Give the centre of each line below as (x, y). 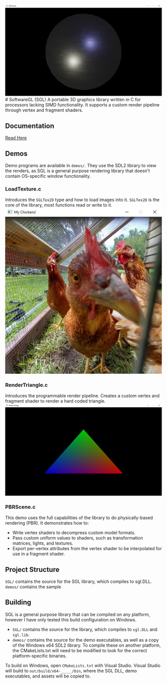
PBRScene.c (20, 507)
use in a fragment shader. (39, 554)
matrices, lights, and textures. (43, 543)
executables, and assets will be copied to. (48, 676)
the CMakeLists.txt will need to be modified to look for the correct (80, 650)
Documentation (30, 126)
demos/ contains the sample (33, 586)
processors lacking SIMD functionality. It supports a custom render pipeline (83, 105)
